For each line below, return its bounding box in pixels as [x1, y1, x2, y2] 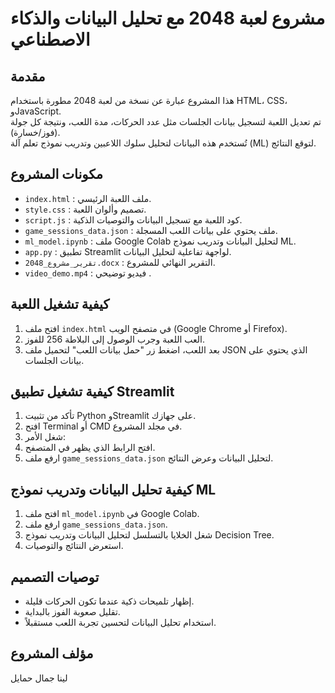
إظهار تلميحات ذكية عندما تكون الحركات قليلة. [24, 595, 195, 607]
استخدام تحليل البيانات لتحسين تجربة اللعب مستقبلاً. [24, 617, 217, 629]
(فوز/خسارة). [10, 127, 61, 138]
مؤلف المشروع [10, 645, 94, 662]
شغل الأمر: [24, 431, 66, 443]
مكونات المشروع [10, 166, 104, 183]
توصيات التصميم [10, 568, 100, 586]
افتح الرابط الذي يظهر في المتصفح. [24, 442, 156, 454]
